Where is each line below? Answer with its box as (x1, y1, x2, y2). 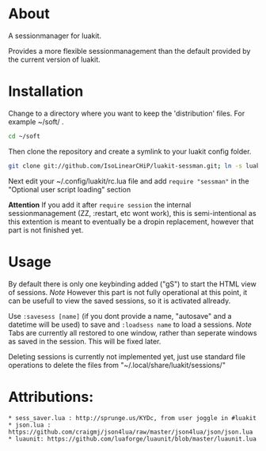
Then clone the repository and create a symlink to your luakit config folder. (8, 146, 252, 156)
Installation (8, 82, 84, 100)
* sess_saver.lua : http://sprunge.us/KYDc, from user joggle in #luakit (8, 414, 257, 422)
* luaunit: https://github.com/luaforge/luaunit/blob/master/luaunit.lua (8, 434, 257, 443)
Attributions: (8, 388, 94, 406)
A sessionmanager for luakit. (8, 31, 101, 40)
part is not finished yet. (8, 225, 84, 234)
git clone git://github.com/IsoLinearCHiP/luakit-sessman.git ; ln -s (8, 161, 243, 170)
